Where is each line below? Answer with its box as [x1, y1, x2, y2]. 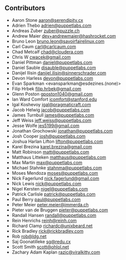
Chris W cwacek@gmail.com [11, 54, 71, 60]
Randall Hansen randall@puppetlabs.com [11, 212, 97, 218]
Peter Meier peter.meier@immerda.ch [11, 201, 89, 207]
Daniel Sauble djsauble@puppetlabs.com [11, 65, 96, 70]
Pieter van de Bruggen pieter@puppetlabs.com [11, 207, 109, 213]
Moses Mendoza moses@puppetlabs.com [11, 170, 98, 176]
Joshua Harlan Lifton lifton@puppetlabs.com [11, 138, 103, 144]
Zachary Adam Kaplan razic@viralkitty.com [11, 249, 100, 255]
